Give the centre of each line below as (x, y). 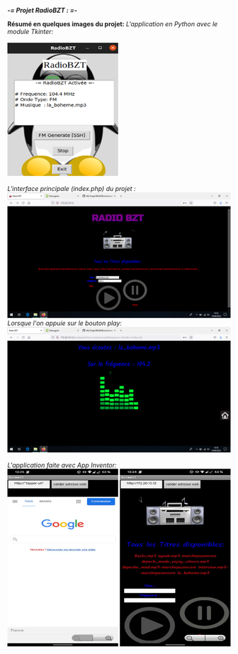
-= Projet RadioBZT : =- (42, 10)
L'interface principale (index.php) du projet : (72, 189)
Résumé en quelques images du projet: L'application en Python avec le (113, 24)
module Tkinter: (30, 32)
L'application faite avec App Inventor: (62, 465)
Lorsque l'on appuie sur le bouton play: (65, 323)
